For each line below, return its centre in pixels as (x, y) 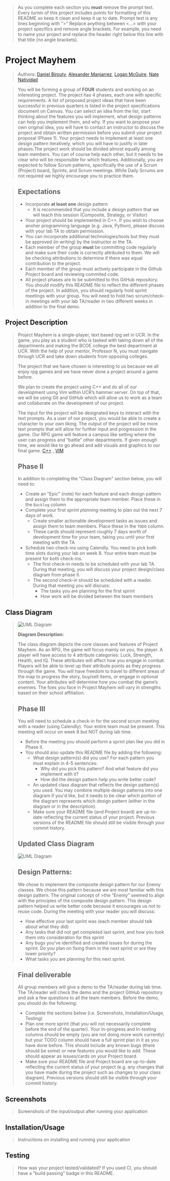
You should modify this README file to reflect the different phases (94, 285)
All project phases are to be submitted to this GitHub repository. (92, 279)
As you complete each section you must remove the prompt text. (86, 7)
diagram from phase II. (56, 575)
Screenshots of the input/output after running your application (83, 1111)
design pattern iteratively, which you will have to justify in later (83, 143)
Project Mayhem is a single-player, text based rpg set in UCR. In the (89, 335)
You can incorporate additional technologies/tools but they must (92, 236)
